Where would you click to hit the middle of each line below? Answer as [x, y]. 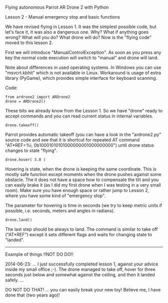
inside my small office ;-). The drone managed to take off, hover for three [80, 269]
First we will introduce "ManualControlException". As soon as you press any [83, 52]
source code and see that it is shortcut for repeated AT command [72, 140]
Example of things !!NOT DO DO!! [39, 254]
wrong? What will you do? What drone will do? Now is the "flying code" [78, 37]
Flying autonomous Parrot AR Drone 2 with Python [57, 7]
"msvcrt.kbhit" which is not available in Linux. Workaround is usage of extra [83, 73]
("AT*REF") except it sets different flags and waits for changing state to [79, 235]
